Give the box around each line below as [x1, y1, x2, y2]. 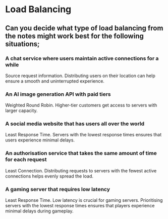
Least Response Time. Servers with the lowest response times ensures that [5, 132, 162, 138]
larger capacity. [5, 107, 38, 114]
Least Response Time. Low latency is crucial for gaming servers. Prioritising [5, 197, 163, 203]
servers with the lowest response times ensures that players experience [5, 203, 155, 209]
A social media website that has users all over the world [5, 120, 145, 127]
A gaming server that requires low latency [5, 186, 110, 193]
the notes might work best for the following [5, 31, 144, 40]
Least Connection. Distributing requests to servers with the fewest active [5, 167, 157, 173]
